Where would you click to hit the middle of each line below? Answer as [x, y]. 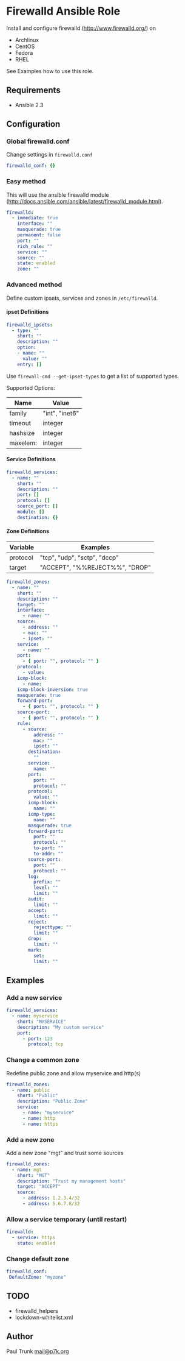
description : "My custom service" [61, 1027]
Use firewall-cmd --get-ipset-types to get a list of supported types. [93, 376]
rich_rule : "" [35, 246]
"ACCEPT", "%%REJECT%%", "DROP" [95, 568]
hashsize [22, 433]
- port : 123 [37, 1039]
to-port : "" [48, 848]
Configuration [33, 124]
